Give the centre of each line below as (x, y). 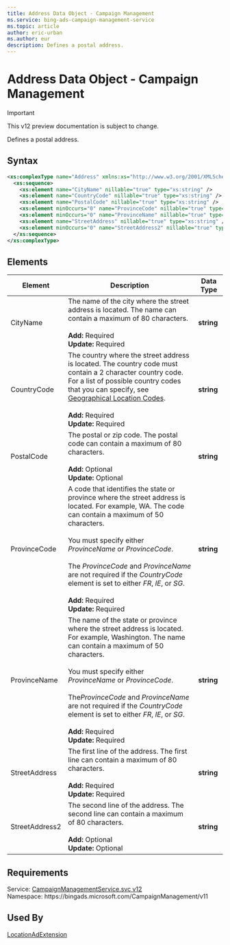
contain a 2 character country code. (126, 372)
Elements (28, 262)
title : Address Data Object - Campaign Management (81, 13)
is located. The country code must (123, 364)
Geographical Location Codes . (117, 398)
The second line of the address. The (126, 805)
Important (21, 112)
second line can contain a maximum (126, 814)
